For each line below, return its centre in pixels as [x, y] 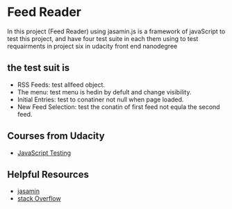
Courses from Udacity [56, 136]
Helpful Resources [48, 174]
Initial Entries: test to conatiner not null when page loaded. [100, 99]
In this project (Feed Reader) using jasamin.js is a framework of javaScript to [116, 31]
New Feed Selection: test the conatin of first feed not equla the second [118, 107]
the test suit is [39, 68]
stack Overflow [39, 199]
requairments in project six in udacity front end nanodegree [92, 46]
